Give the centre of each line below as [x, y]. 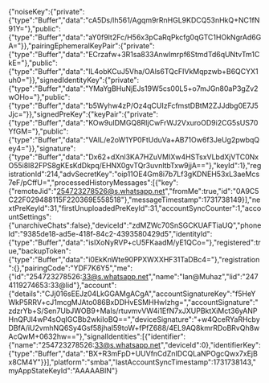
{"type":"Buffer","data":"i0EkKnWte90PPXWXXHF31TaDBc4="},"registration [134, 259]
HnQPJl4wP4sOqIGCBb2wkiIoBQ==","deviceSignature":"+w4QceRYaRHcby [134, 319]
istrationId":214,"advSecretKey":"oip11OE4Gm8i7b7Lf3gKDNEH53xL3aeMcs [134, 174]
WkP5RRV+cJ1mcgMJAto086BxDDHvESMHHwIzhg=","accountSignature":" [133, 302]
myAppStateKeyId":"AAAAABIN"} [63, 371]
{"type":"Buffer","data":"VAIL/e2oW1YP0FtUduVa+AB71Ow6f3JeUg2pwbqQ [134, 140]
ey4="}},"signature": [42, 148]
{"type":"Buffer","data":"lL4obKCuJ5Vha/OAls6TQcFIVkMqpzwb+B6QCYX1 [133, 71]
